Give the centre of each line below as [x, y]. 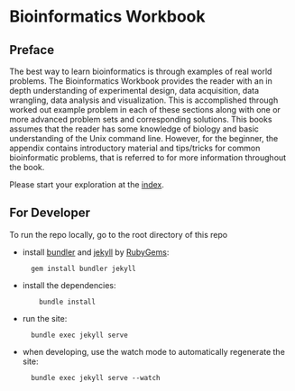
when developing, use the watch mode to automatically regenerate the [154, 351]
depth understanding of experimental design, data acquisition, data [134, 91]
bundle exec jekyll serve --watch [96, 377]
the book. [27, 167]
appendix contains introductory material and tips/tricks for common [135, 148]
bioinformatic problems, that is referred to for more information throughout [148, 158]
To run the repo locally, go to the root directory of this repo [119, 234]
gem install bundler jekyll [84, 268]
